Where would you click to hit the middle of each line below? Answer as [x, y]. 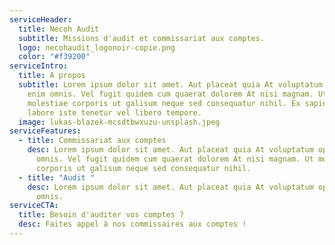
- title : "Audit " [57, 177]
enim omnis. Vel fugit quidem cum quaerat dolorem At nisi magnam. [170, 94]
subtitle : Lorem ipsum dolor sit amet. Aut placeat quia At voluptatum [171, 85]
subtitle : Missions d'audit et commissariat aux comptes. [142, 38]
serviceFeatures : [45, 131]
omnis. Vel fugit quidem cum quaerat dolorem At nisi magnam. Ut [174, 159]
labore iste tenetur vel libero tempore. [114, 112]
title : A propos [52, 76]
